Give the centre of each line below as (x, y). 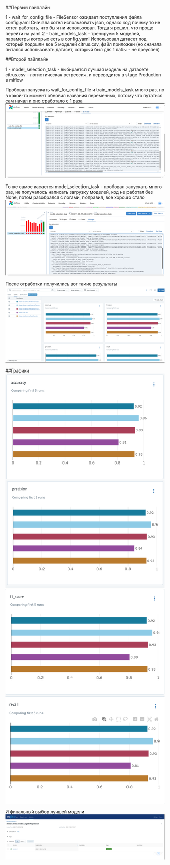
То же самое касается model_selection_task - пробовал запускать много (84, 187)
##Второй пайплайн (27, 59)
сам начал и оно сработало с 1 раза (44, 101)
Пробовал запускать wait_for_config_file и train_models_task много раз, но (85, 90)
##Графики (17, 371)
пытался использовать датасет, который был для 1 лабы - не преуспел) (83, 50)
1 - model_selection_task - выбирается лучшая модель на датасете (77, 69)
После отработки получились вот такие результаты (61, 284)
